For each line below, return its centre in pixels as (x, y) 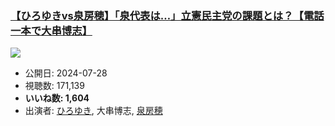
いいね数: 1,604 (57, 98)
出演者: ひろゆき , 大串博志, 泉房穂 (93, 111)
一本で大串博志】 (51, 30)
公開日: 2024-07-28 (66, 73)
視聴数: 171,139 (54, 86)
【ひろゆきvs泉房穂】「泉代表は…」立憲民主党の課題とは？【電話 (167, 15)
